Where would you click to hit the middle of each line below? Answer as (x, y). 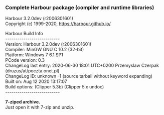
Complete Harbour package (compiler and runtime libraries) (80, 8)
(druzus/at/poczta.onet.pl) (32, 71)
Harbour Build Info (24, 34)
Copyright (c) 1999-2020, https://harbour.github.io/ (58, 24)
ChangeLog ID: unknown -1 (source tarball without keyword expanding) (79, 76)
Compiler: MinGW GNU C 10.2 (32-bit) (45, 50)
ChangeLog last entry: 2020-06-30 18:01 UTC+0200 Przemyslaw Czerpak (82, 66)
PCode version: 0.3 (25, 60)
